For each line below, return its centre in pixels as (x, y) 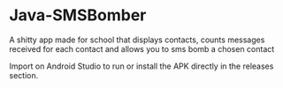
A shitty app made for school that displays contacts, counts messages (137, 40)
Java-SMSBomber (78, 15)
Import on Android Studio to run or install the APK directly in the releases (141, 66)
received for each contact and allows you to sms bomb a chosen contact (142, 48)
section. (24, 75)
